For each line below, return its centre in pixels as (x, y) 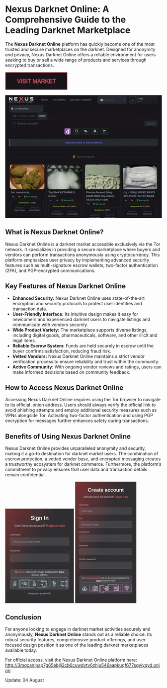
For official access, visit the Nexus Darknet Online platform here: (71, 660)
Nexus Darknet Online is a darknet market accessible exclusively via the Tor (83, 244)
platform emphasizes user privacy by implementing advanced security (77, 260)
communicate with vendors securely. (50, 325)
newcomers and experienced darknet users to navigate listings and (81, 319)
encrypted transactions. (30, 65)
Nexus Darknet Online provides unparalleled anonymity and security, (76, 448)
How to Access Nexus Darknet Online (64, 388)
